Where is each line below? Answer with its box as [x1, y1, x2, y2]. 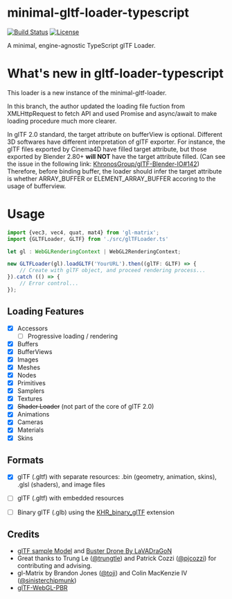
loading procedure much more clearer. [7, 117, 117, 125]
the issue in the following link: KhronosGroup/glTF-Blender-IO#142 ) [7, 160, 199, 168]
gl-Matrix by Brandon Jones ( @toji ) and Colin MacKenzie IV [17, 569, 188, 577]
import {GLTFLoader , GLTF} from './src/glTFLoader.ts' [7, 235, 169, 242]
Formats [7, 454, 44, 466]
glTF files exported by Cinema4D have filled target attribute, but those [7, 144, 207, 153]
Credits [7, 528, 40, 540]
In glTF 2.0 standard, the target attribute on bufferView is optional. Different [7, 130, 223, 138]
